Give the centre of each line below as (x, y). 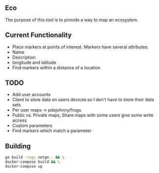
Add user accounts (31, 95)
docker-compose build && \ (33, 162)
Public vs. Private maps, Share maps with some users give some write (83, 115)
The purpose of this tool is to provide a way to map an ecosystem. (72, 19)
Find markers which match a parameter (52, 131)
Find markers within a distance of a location (56, 67)
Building (18, 146)
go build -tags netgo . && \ (35, 157)
